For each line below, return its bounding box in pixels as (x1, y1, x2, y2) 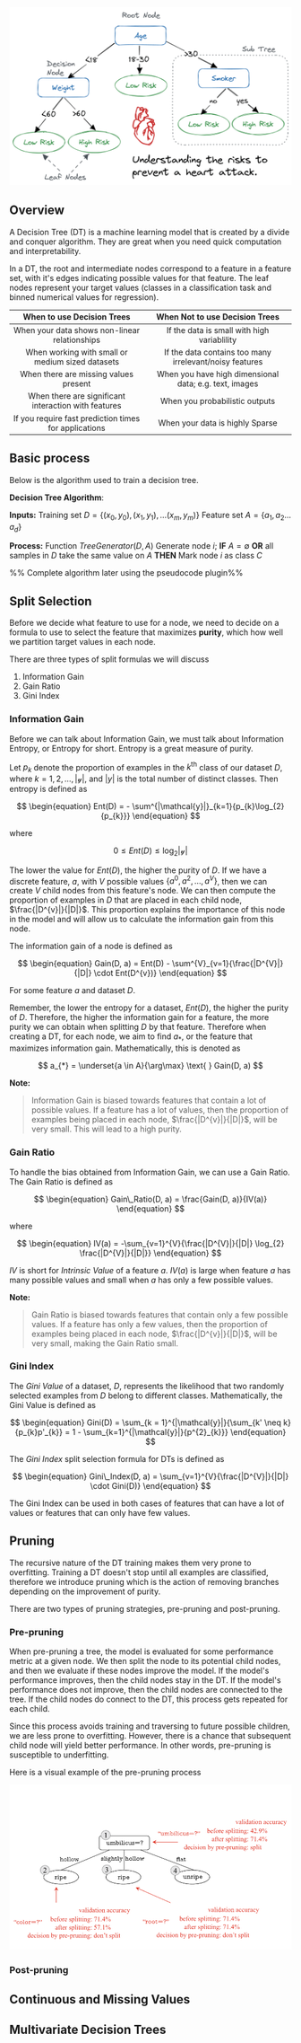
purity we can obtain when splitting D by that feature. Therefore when (9, 1022, 267, 1033)
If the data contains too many (164, 347, 271, 357)
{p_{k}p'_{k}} (14, 1426, 64, 1437)
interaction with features (31, 401, 122, 411)
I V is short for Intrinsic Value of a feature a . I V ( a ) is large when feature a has (9, 1264, 291, 1275)
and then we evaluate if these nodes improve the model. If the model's (9, 1665, 270, 1676)
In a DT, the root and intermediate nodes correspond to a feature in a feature (9, 263, 292, 274)
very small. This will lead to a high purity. (30, 1123, 182, 1134)
